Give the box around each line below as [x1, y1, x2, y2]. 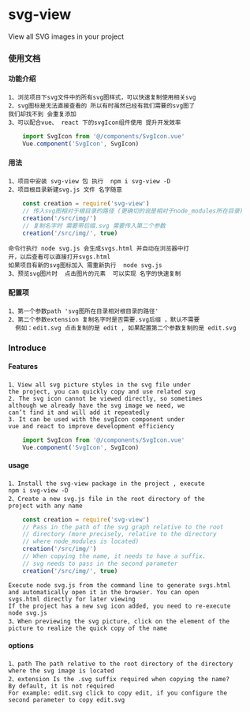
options [8, 641, 34, 650]
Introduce [8, 342, 47, 353]
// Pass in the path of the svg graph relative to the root [22, 523, 224, 531]
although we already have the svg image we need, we [8, 401, 185, 409]
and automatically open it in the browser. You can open [8, 588, 200, 596]
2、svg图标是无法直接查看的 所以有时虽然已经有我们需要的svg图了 [8, 102, 196, 110]
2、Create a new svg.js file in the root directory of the [8, 495, 205, 503]
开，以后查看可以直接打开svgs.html [8, 253, 111, 262]
